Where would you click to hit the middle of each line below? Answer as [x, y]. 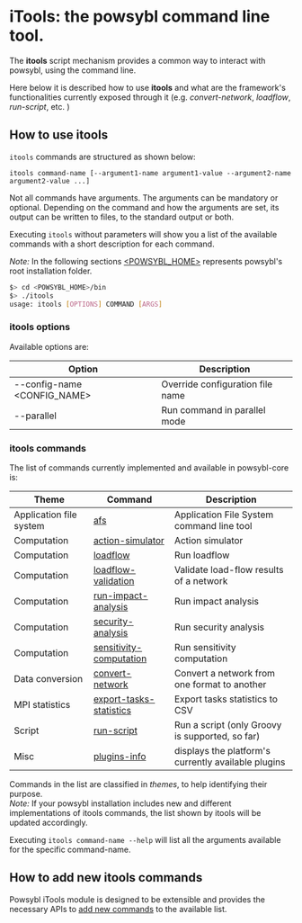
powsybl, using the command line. [73, 70]
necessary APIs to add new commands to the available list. [118, 909]
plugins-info [120, 756]
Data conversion [49, 678]
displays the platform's [222, 750]
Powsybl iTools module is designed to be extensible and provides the [137, 899]
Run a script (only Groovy [228, 724]
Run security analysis [219, 627]
